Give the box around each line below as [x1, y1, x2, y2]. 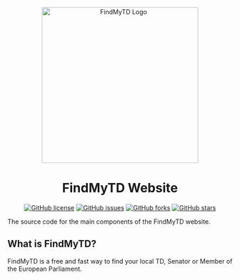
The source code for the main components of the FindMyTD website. [7, 217, 211, 226]
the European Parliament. [7, 264, 82, 273]
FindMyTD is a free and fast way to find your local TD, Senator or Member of [7, 256, 233, 265]
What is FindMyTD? [7, 238, 97, 250]
